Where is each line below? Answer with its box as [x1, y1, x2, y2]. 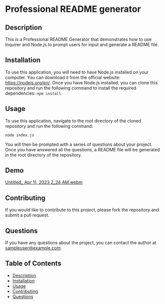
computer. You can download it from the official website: [5, 74, 120, 80]
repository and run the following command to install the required [5, 85, 136, 91]
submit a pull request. [5, 212, 50, 218]
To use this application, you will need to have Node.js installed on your [5, 69, 149, 75]
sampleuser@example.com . [5, 245, 62, 251]
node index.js [5, 132, 35, 137]
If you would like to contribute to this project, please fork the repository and [5, 207, 160, 213]
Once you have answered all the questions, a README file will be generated [5, 146, 160, 152]
